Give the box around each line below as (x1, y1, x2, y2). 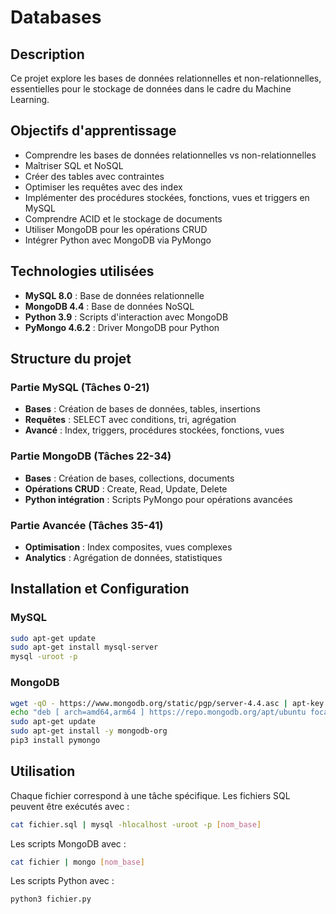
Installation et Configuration (10, 581, 190, 598)
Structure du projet (10, 351, 132, 368)
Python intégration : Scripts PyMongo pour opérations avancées (24, 493, 293, 505)
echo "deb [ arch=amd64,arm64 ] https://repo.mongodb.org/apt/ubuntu (10, 707, 307, 718)
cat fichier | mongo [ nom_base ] (10, 857, 145, 867)
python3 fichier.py (10, 894, 92, 905)
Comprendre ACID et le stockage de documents (24, 212, 223, 225)
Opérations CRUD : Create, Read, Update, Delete (24, 482, 228, 495)
